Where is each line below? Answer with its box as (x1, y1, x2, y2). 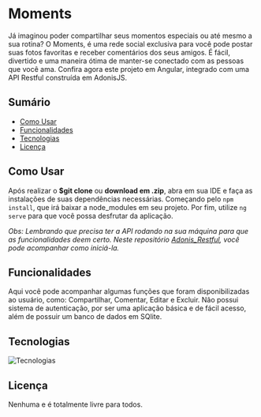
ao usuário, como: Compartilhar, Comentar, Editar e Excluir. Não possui (8, 295, 239, 305)
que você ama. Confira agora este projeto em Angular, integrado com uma (8, 64, 250, 73)
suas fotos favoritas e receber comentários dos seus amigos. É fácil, (8, 47, 231, 57)
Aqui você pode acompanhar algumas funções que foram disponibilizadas (8, 287, 250, 296)
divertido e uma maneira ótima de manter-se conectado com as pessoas (8, 56, 244, 66)
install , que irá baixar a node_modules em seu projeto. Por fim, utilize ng (8, 202, 247, 212)
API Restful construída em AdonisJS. (8, 73, 128, 82)
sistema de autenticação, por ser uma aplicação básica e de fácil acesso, (8, 303, 247, 313)
